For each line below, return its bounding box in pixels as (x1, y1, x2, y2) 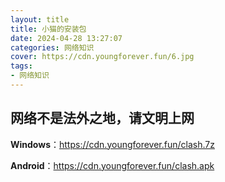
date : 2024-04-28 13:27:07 (10, 33, 123, 43)
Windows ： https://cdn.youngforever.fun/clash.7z (10, 138, 215, 150)
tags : (10, 61, 33, 71)
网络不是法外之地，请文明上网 (10, 110, 195, 127)
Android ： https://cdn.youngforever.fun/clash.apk (10, 159, 215, 171)
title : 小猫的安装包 (10, 24, 87, 34)
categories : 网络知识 (10, 42, 95, 53)
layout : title (10, 14, 70, 25)
